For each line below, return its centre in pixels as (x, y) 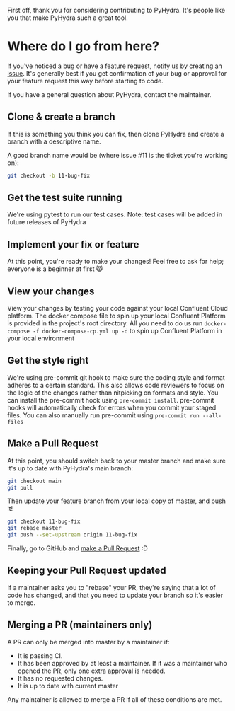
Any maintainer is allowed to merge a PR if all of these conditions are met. (115, 699)
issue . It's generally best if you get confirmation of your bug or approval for (117, 73)
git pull (20, 487)
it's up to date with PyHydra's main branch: (70, 468)
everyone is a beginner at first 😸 (55, 269)
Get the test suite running (65, 198)
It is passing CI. (40, 655)
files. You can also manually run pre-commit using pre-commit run (103, 415)
